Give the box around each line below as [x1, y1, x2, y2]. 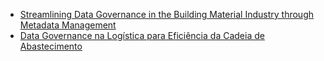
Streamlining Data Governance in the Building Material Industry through [19, 9, 315, 20]
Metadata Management [19, 19, 117, 31]
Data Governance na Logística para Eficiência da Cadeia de [19, 30, 265, 41]
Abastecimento [19, 40, 83, 52]
